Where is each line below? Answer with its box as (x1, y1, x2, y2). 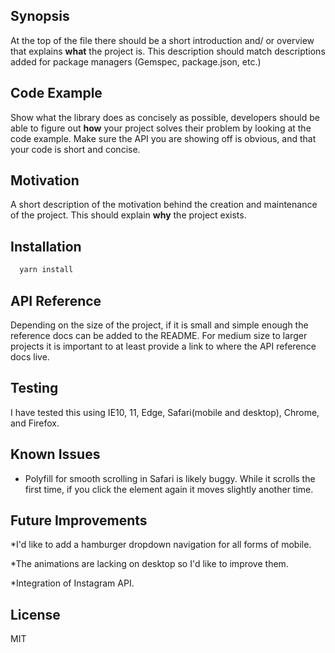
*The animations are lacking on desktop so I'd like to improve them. (10, 558, 289, 570)
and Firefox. (10, 417, 60, 429)
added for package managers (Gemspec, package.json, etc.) (10, 55, 262, 68)
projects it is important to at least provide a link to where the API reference (10, 340, 317, 352)
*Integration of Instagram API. (10, 577, 135, 589)
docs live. (10, 350, 50, 363)
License (10, 606, 61, 623)
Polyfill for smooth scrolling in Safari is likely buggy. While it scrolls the (24, 472, 316, 484)
